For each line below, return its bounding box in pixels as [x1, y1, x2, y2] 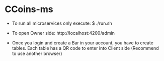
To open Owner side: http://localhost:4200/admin [12, 30, 115, 36]
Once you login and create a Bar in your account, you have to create [12, 39, 154, 46]
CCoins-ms [5, 4, 53, 15]
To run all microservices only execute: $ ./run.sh [12, 20, 112, 26]
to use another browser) [12, 50, 62, 56]
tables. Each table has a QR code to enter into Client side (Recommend [12, 45, 159, 51]
